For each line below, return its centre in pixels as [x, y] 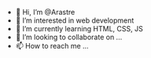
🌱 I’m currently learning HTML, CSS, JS [79, 29]
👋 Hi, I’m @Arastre [45, 12]
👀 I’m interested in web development [75, 20]
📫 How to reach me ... [52, 46]
